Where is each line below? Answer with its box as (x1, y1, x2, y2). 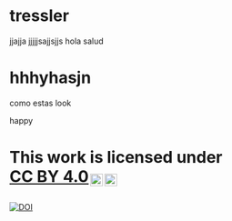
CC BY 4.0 (9, 166, 89, 187)
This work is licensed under (9, 147, 223, 168)
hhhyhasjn (9, 67, 92, 88)
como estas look (9, 97, 72, 108)
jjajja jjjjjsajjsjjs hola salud (9, 35, 105, 46)
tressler (9, 5, 70, 26)
